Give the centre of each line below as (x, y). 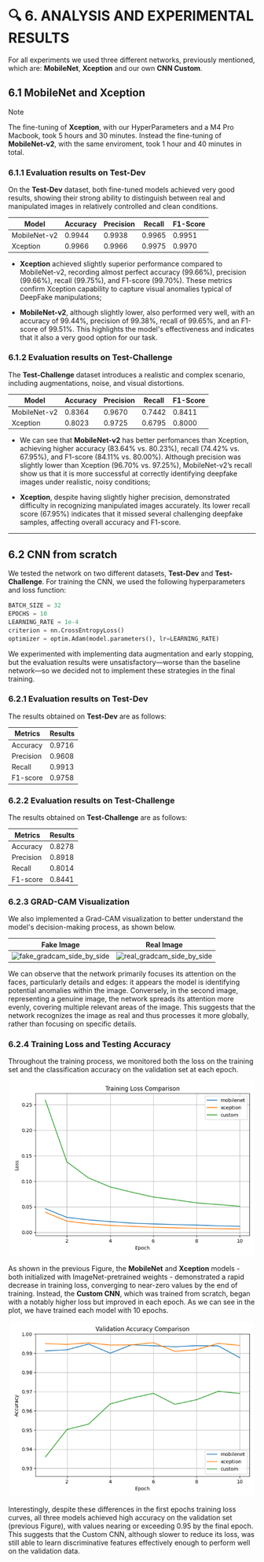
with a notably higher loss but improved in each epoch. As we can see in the (132, 1302)
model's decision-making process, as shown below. (92, 927)
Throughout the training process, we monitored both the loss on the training (131, 1061)
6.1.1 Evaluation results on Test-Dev (77, 172)
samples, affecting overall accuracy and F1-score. (100, 522)
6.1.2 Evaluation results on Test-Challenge (90, 358)
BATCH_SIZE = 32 (35, 606)
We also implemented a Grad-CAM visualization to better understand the (126, 919)
